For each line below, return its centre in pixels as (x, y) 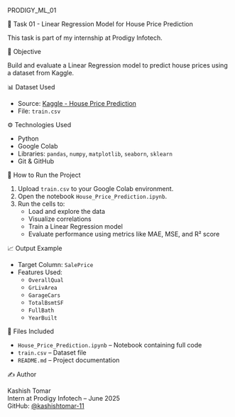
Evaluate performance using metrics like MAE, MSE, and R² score (124, 234)
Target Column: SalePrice (55, 265)
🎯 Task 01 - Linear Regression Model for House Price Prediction (100, 24)
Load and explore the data (66, 211)
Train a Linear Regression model (75, 226)
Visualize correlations (60, 219)
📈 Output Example (35, 248)
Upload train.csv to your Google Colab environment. (95, 189)
